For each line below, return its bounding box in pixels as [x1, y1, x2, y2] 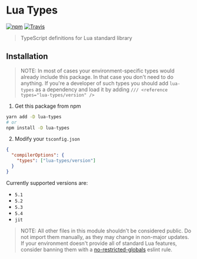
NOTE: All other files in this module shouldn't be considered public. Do [20, 227, 192, 234]
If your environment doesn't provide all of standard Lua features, [20, 240, 178, 247]
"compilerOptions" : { [11, 152, 65, 158]
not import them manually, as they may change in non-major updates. [20, 233, 189, 240]
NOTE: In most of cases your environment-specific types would [20, 67, 175, 74]
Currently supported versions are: [6, 179, 88, 186]
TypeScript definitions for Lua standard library [20, 34, 132, 41]
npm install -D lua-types [6, 125, 69, 131]
